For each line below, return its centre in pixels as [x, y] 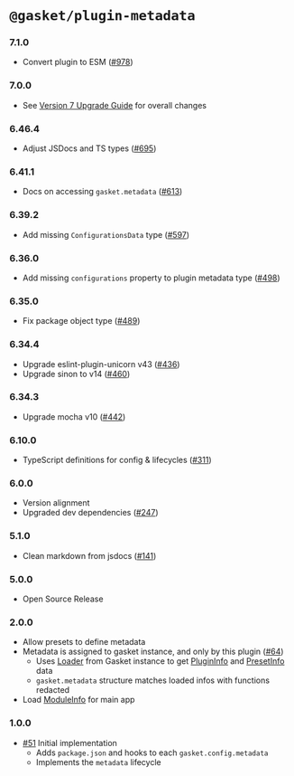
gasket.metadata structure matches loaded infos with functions [153, 680]
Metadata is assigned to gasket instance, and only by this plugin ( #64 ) [153, 652]
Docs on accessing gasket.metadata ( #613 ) [102, 192]
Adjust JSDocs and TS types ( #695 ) [89, 148]
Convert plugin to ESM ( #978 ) [78, 62]
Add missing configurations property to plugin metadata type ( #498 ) [152, 278]
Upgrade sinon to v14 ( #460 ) [76, 374]
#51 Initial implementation [69, 743]
